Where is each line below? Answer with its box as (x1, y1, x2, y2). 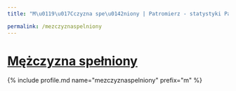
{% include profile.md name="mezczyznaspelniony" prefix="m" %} (7, 76, 202, 85)
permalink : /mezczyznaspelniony (7, 22, 102, 30)
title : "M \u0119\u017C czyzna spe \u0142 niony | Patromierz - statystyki (7, 10, 221, 17)
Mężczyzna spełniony (7, 53, 138, 69)
